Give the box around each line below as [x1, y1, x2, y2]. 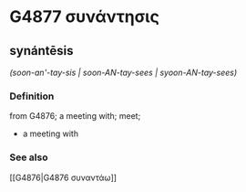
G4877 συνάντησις [9, 6, 159, 27]
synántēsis [9, 43, 74, 59]
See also [9, 151, 48, 164]
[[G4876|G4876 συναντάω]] [9, 172, 117, 183]
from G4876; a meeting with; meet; [9, 111, 141, 122]
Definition [9, 90, 55, 102]
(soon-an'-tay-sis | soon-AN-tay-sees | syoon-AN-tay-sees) [9, 67, 238, 78]
